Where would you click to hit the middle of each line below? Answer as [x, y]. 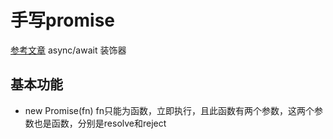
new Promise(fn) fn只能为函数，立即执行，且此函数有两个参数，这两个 [169, 110]
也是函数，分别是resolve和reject [100, 123]
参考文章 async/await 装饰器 [68, 50]
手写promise [63, 20]
